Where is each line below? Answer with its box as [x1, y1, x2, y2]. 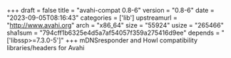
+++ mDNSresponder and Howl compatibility [65, 36, 197, 45]
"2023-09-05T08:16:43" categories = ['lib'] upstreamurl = [6, 13, 178, 22]
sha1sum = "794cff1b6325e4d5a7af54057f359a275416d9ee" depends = [6, 28, 220, 37]
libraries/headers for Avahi [6, 44, 85, 52]
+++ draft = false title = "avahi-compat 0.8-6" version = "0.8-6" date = [6, 6, 215, 14]
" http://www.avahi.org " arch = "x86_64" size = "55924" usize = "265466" [6, 21, 224, 29]
